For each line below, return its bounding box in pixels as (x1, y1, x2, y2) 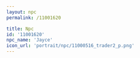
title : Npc (6, 26, 34, 32)
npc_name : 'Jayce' (6, 37, 53, 43)
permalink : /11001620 (6, 15, 61, 21)
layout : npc (6, 9, 37, 15)
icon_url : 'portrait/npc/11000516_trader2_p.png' (6, 43, 135, 49)
